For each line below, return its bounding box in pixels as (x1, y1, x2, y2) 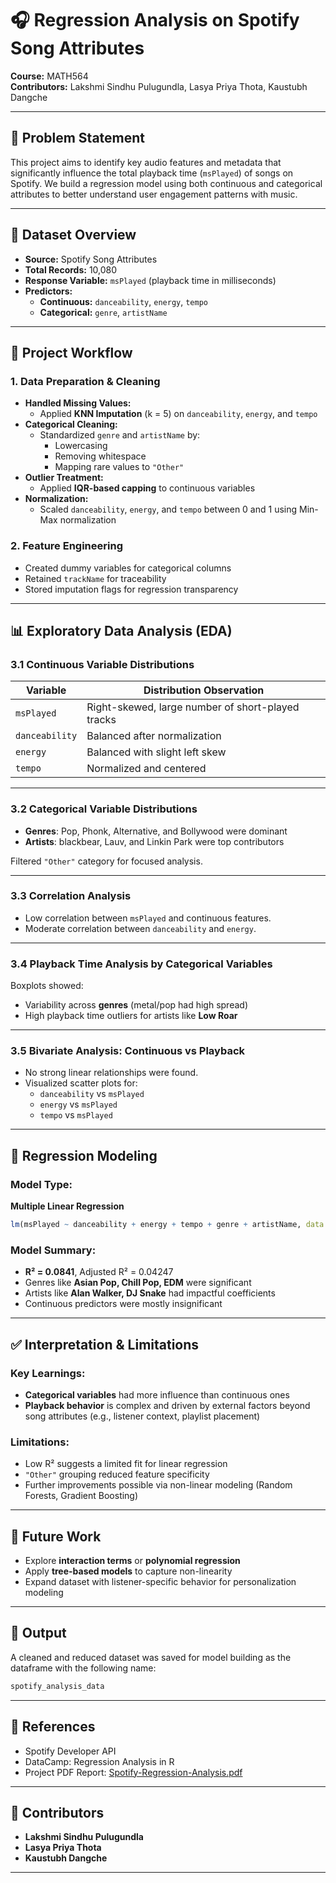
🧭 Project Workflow (10, 344, 133, 361)
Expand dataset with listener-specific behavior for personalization (24, 1576, 297, 1588)
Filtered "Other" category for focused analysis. (10, 855, 203, 867)
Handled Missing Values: (24, 397, 132, 409)
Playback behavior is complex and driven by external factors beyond (24, 1399, 311, 1411)
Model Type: (10, 1177, 73, 1191)
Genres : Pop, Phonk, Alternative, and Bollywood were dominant (24, 825, 288, 837)
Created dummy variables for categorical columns (24, 562, 232, 574)
